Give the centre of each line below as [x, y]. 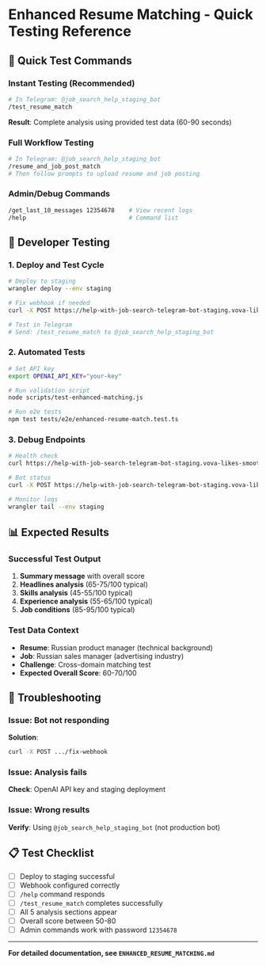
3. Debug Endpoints [47, 439]
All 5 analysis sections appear [68, 911]
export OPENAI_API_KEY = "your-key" [65, 376]
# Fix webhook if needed [49, 303]
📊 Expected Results [59, 532]
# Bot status [30, 478]
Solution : [23, 737]
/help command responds [62, 894]
